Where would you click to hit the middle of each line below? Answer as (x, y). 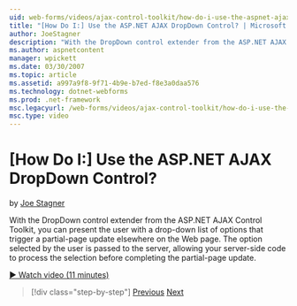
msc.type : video (39, 116)
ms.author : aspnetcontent (57, 50)
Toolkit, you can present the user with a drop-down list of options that (136, 230)
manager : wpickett (43, 58)
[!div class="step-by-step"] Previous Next (107, 292)
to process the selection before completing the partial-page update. (133, 258)
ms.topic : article (43, 75)
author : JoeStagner (45, 34)
